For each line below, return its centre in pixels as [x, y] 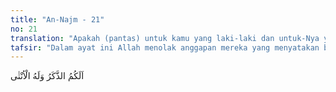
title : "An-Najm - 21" [57, 19]
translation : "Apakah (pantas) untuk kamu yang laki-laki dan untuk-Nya [165, 38]
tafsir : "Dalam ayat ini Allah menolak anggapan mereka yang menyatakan [165, 47]
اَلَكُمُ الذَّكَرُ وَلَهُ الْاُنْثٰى [47, 76]
